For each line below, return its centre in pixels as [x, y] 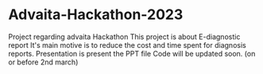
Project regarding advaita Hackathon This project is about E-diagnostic [124, 37]
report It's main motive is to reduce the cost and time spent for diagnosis [127, 45]
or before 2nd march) [43, 62]
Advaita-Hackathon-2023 [96, 15]
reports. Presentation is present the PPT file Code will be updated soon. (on [132, 53]
